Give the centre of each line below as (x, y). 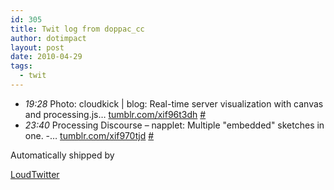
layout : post (37, 47)
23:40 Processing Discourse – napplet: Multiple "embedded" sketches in (174, 125)
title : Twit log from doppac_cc (77, 29)
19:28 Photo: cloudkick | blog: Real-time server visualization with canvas (174, 103)
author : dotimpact (48, 38)
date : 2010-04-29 (46, 57)
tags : (21, 66)
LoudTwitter (35, 174)
